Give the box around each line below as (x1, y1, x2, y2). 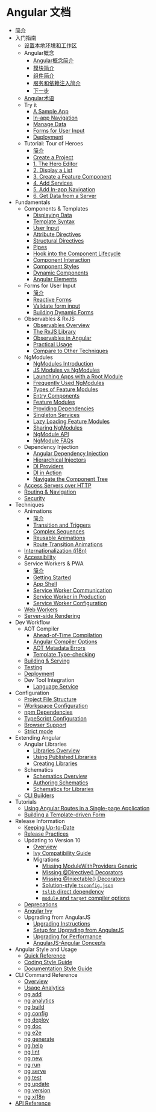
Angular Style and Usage (14, 945, 77, 953)
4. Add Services (33, 179, 73, 186)
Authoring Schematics (33, 779, 89, 786)
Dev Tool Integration (23, 676, 75, 684)
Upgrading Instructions (33, 920, 90, 927)
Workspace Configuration (23, 702, 89, 709)
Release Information (14, 817, 65, 824)
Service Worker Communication (33, 586, 113, 594)
